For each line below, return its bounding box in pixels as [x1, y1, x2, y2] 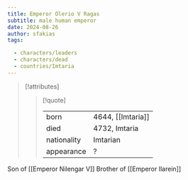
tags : [7, 37, 23, 44]
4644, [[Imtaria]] [93, 111, 150, 121]
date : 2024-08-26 [7, 23, 59, 30]
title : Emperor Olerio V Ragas [7, 10, 100, 18]
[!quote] [42, 96, 66, 104]
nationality [45, 135, 82, 145]
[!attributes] [24, 82, 60, 91]
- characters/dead [13, 56, 69, 64]
